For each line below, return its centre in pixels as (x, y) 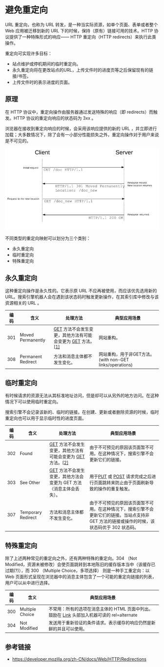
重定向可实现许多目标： (29, 53)
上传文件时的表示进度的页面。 (42, 82)
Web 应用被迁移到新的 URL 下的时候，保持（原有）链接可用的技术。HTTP (79, 30)
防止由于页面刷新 (132, 483)
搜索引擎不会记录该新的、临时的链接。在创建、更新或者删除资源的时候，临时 (82, 412)
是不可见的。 (18, 141)
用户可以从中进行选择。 (29, 583)
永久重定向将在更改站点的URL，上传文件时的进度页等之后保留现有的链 (83, 70)
